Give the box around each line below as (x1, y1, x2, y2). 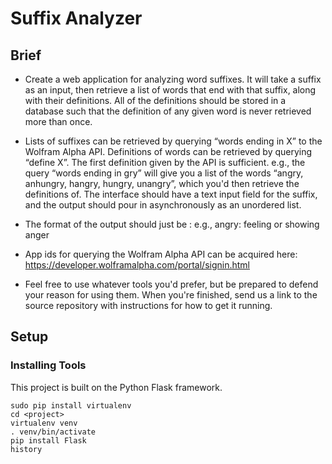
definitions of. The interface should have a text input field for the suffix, (24, 188, 318, 200)
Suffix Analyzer (10, 7, 143, 30)
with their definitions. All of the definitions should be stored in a (24, 95, 287, 106)
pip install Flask (10, 435, 87, 446)
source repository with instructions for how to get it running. (24, 300, 273, 311)
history (10, 444, 43, 454)
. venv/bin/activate (10, 427, 97, 437)
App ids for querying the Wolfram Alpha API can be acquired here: (24, 248, 298, 260)
